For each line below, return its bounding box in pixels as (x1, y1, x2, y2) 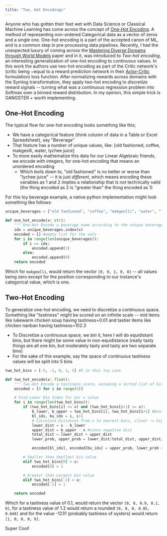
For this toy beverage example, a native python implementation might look (5, 194, 157, 200)
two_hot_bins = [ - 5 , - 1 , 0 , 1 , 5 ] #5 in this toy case (5, 368, 121, 373)
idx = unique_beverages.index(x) (14, 227, 83, 232)
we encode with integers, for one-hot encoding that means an (12, 158, 140, 164)
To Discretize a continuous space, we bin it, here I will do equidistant (12, 332, 153, 338)
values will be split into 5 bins (12, 358, 73, 364)
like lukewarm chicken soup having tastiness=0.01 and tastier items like (5, 317, 151, 323)
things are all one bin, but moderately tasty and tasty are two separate (12, 342, 157, 348)
